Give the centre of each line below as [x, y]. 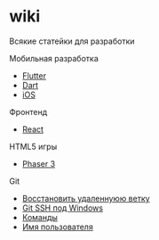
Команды [40, 217]
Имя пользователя [57, 227]
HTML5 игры [33, 146]
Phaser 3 [39, 163]
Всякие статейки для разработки [72, 41]
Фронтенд [28, 112]
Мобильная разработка [54, 58]
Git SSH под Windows [63, 208]
